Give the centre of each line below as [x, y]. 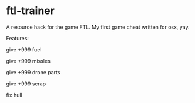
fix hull [14, 95]
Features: [18, 38]
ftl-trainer [30, 11]
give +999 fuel [24, 49]
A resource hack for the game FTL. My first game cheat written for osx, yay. [98, 27]
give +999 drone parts [33, 72]
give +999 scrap [26, 84]
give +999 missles [28, 61]
